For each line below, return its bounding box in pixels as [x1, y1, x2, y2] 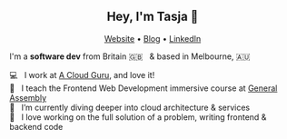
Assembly [9, 92, 47, 103]
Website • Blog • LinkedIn [104, 33, 202, 44]
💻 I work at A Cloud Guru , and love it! [9, 69, 155, 80]
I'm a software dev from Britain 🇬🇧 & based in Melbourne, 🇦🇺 [9, 51, 251, 62]
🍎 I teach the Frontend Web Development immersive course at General [9, 83, 278, 94]
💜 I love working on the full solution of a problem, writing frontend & [9, 111, 267, 123]
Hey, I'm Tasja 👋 [106, 9, 199, 25]
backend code [9, 121, 64, 132]
